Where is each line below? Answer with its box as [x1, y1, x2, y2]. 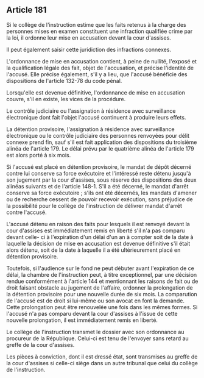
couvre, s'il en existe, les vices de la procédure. [6, 95, 126, 102]
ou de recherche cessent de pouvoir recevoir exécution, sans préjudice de [6, 195, 193, 203]
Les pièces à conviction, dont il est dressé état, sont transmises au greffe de [6, 353, 198, 360]
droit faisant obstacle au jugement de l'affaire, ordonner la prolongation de [6, 283, 193, 291]
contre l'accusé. [6, 209, 47, 216]
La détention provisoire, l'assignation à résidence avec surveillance [6, 125, 175, 133]
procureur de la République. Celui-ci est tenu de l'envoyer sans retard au [6, 335, 189, 342]
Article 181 [6, 5, 47, 15]
